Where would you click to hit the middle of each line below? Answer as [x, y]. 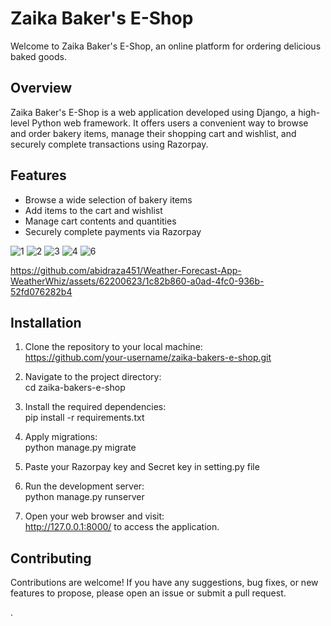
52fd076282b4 [41, 291]
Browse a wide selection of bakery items [108, 199]
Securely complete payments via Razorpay [113, 231]
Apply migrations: [61, 437]
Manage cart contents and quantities [100, 221]
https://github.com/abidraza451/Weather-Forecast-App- [126, 270]
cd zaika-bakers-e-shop [75, 388]
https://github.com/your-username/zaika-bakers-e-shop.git [148, 358]
